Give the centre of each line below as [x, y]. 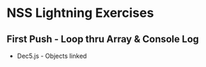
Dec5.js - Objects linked [52, 56]
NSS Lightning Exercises [80, 13]
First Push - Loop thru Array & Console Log [103, 39]
